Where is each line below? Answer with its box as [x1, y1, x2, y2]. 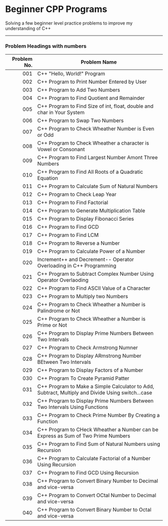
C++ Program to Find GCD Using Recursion [37, 469, 139, 476]
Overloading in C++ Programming [37, 262, 116, 269]
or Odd [37, 132, 54, 139]
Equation [37, 175, 58, 182]
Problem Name [80, 59, 117, 66]
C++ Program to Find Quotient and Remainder [37, 95, 145, 102]
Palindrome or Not [37, 307, 80, 314]
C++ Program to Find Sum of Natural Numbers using [37, 440, 160, 447]
